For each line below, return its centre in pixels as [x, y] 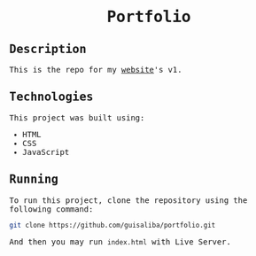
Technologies [51, 97]
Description [48, 49]
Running [34, 179]
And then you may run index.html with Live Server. [120, 241]
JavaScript [46, 152]
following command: [51, 209]
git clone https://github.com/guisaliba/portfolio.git [112, 225]
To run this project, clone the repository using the [128, 200]
